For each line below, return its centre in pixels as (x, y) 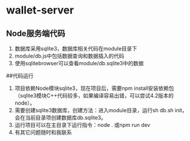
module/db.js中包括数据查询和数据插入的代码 (69, 56)
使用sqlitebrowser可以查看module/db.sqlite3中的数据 (79, 63)
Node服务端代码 (36, 33)
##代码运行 (20, 76)
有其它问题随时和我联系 (43, 132)
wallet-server (40, 10)
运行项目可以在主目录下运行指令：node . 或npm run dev (82, 125)
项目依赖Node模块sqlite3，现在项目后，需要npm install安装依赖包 (94, 88)
